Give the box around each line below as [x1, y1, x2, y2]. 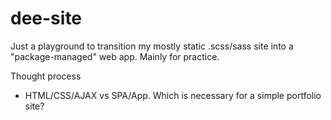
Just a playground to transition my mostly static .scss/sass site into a [10, 40, 294, 52]
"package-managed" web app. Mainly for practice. [10, 50, 220, 62]
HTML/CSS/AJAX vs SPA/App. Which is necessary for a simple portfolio [24, 89, 322, 101]
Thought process [10, 70, 82, 82]
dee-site [10, 7, 83, 30]
